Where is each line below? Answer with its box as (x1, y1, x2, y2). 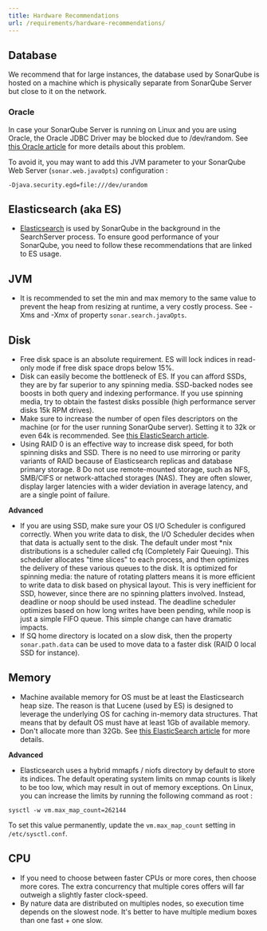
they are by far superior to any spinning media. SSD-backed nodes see (19, 380, 253, 390)
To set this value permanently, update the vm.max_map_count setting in (8, 820, 236, 830)
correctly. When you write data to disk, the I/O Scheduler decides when (19, 529, 255, 539)
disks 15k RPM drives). (19, 406, 94, 415)
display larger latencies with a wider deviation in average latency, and (19, 481, 249, 491)
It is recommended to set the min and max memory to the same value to (19, 293, 257, 303)
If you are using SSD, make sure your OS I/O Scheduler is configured (19, 521, 245, 531)
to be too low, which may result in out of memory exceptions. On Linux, (19, 782, 253, 792)
